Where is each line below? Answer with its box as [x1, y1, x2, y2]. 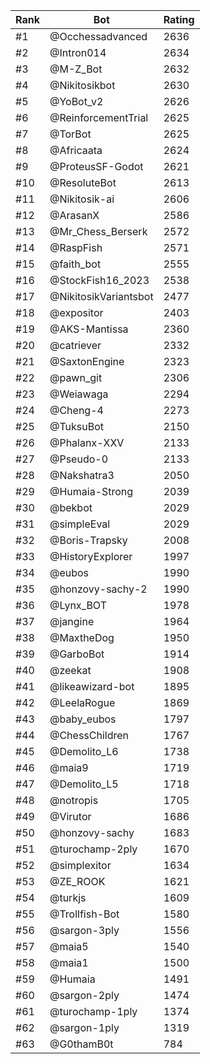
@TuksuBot [49, 420, 105, 433]
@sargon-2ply [49, 989, 120, 1002]
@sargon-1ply [49, 1021, 120, 1034]
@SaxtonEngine [49, 355, 125, 368]
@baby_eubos [49, 712, 117, 726]
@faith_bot [49, 257, 102, 271]
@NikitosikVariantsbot [49, 290, 154, 303]
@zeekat [49, 664, 92, 677]
